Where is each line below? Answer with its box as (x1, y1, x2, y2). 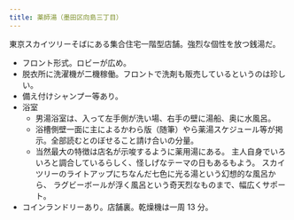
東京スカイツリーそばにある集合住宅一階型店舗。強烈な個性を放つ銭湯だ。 (9, 38, 281, 49)
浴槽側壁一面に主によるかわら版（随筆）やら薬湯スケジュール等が (35, 123, 276, 134)
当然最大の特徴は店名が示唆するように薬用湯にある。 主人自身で (35, 145, 271, 156)
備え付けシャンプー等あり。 (21, 90, 124, 101)
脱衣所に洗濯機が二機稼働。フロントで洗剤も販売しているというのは (21, 68, 271, 79)
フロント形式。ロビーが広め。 (21, 57, 131, 67)
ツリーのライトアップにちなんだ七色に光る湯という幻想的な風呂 (35, 168, 268, 178)
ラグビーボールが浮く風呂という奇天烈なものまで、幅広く (52, 179, 263, 190)
